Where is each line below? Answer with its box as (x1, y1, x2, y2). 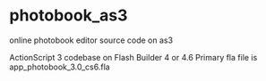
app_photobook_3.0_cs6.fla (9, 61, 110, 72)
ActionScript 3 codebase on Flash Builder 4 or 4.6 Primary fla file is (9, 52, 258, 62)
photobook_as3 (9, 5, 128, 26)
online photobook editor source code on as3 (9, 35, 173, 45)
